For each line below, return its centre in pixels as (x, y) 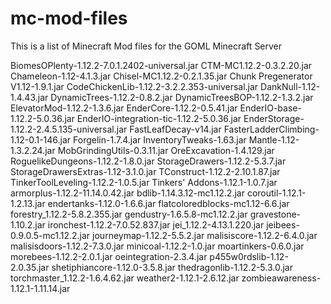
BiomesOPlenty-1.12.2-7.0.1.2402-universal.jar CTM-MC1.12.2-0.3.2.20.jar (161, 65)
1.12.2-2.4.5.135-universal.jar (69, 129)
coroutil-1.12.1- (276, 193)
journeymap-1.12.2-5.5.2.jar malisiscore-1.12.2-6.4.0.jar (205, 235)
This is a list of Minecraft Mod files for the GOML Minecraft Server (146, 46)
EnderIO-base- (270, 108)
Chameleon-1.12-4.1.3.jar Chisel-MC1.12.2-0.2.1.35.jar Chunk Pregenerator (161, 76)
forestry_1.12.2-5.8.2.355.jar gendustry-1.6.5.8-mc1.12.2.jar (129, 214)
